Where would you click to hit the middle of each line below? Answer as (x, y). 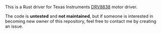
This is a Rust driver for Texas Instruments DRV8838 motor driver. (71, 7)
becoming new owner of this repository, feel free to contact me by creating (81, 21)
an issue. (14, 26)
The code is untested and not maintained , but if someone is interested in (79, 16)
